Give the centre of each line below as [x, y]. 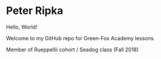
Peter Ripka [35, 11]
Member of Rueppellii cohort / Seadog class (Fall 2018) [72, 49]
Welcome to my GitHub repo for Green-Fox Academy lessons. [80, 38]
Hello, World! [22, 27]
